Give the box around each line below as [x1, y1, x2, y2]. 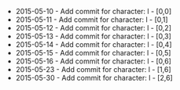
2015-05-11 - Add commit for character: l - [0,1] [15, 15, 168, 24]
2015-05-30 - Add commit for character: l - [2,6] [15, 74, 173, 82]
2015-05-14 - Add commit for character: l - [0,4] [15, 40, 172, 49]
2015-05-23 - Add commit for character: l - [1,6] [15, 65, 171, 74]
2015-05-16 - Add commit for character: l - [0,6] [15, 56, 171, 66]
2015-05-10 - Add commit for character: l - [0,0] [15, 7, 171, 16]
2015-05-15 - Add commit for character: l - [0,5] [15, 49, 171, 57]
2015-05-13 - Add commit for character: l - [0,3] [15, 31, 171, 41]
